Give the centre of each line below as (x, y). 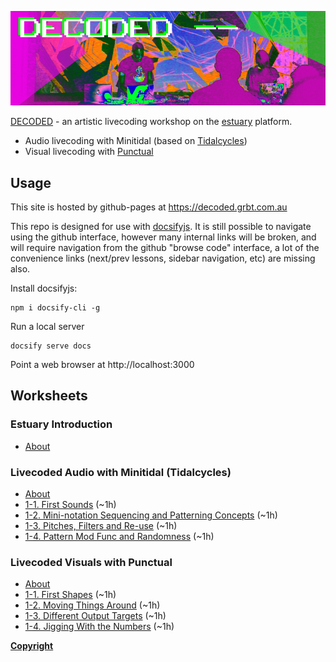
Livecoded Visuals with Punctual (91, 562)
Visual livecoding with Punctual (89, 152)
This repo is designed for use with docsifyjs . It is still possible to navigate (161, 226)
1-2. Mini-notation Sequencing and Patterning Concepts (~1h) (151, 515)
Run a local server (47, 326)
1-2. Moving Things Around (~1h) (92, 605)
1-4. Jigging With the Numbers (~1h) (99, 627)
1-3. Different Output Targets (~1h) (95, 616)
